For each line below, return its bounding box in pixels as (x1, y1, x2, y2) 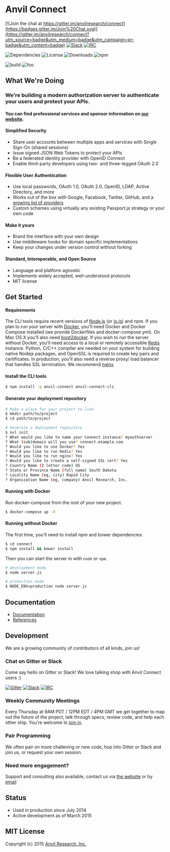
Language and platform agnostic (12, 267, 81, 273)
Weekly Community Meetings (5, 697, 80, 705)
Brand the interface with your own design (12, 233, 99, 239)
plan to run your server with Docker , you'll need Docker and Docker (5, 324, 146, 330)
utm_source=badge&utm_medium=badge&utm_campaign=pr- (5, 37, 135, 43)
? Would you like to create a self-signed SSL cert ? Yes (5, 459, 128, 464)
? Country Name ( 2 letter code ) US (5, 463, 80, 468)
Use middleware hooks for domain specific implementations (12, 239, 138, 245)
